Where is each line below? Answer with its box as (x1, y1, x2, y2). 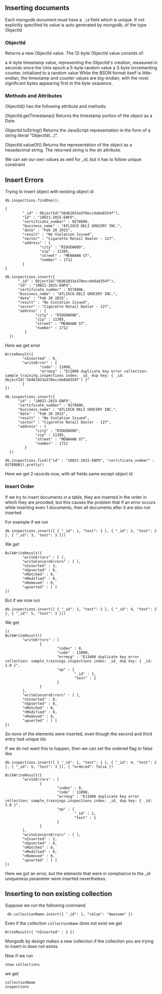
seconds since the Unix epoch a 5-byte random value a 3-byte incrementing (5, 65, 157, 71)
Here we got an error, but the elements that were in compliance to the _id (5, 870, 151, 876)
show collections (5, 962, 40, 967)
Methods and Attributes (5, 92, 62, 99)
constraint (5, 162, 26, 168)
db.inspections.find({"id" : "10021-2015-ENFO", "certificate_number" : (5, 458, 155, 463)
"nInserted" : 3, (22, 563, 57, 568)
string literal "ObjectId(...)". (5, 133, 59, 138)
